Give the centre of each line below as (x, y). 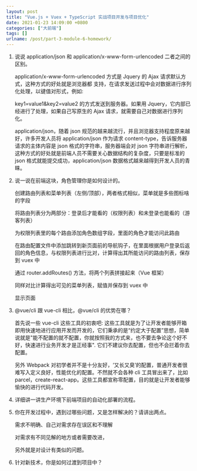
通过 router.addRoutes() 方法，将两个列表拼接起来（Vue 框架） (91, 273)
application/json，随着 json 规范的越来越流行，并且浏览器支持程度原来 (100, 131)
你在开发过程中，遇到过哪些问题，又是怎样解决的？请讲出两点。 (92, 412)
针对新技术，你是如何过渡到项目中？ (59, 462)
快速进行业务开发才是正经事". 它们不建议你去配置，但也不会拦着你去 (107, 345)
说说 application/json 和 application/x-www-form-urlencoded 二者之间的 (103, 56)
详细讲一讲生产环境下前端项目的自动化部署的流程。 (76, 400)
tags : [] (17, 34)
